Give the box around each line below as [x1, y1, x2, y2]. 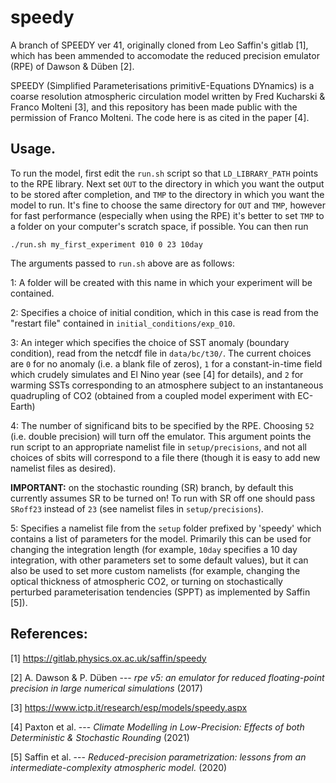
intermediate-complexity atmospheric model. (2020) [10, 761, 228, 773]
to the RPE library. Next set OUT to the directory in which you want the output [10, 177, 325, 190]
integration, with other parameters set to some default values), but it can [10, 554, 309, 566]
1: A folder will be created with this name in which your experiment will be [10, 276, 313, 288]
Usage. [10, 141, 57, 158]
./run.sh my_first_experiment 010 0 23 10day [10, 239, 203, 250]
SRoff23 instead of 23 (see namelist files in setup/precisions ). [10, 502, 264, 515]
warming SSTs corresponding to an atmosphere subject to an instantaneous [10, 379, 324, 391]
